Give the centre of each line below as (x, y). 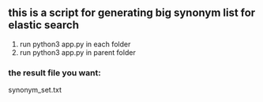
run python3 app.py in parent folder (77, 52)
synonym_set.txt (35, 90)
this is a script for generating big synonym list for (132, 13)
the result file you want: (54, 72)
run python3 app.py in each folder (75, 44)
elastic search (44, 25)
